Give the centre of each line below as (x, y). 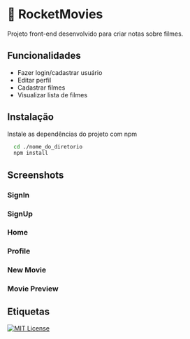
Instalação (31, 117)
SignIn (19, 195)
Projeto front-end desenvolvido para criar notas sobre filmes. (95, 34)
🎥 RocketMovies (55, 14)
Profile (19, 251)
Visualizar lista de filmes (52, 95)
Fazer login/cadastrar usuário (60, 72)
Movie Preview (33, 289)
